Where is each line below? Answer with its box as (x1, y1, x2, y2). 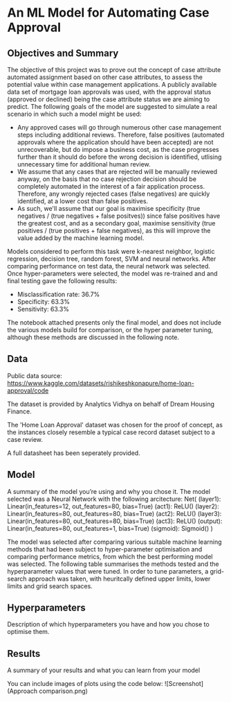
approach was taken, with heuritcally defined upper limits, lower (28, 574, 211, 583)
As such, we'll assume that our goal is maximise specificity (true (17, 205, 201, 212)
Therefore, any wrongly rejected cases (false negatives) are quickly (17, 189, 210, 198)
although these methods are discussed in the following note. (7, 333, 180, 341)
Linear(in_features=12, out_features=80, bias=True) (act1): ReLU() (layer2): (7, 502, 219, 511)
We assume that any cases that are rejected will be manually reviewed (17, 168, 218, 175)
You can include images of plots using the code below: (7, 680, 164, 688)
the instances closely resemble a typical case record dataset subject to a (7, 428, 216, 436)
